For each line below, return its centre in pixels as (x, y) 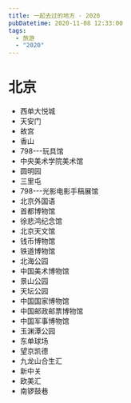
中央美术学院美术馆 (52, 162)
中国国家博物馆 (44, 301)
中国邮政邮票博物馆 (52, 311)
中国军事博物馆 (44, 321)
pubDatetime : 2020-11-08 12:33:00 (66, 23)
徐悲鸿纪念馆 (41, 221)
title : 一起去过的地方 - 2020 (54, 16)
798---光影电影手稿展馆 (59, 191)
